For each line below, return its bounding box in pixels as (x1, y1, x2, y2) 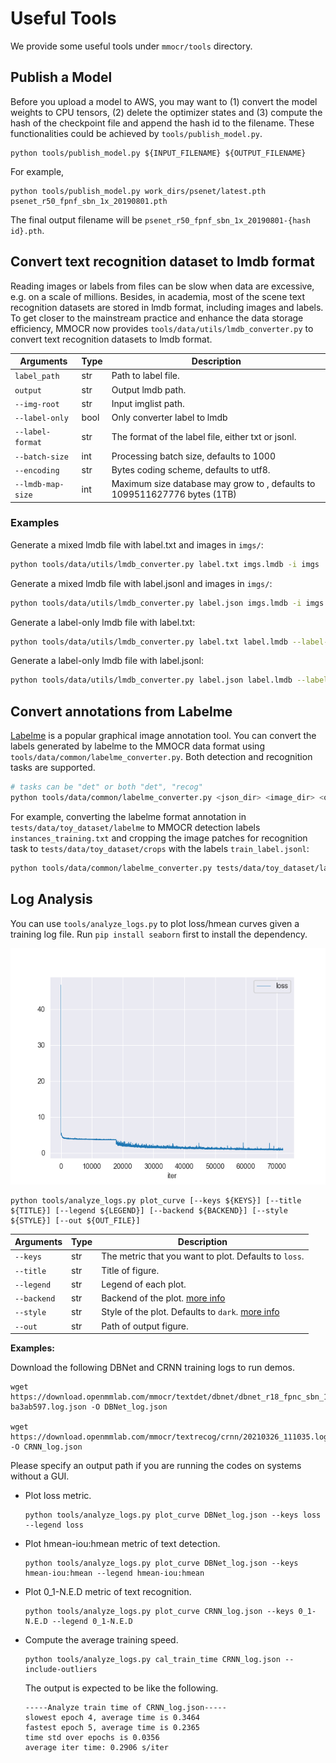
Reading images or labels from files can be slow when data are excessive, (10, 280, 315, 292)
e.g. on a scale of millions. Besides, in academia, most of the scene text (10, 290, 306, 302)
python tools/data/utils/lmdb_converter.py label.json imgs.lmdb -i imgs (10, 598, 325, 608)
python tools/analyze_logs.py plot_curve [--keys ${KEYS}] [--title (10, 1195, 302, 1206)
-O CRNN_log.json (10, 1442, 83, 1452)
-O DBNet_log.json (90, 1402, 168, 1412)
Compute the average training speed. (24, 1634, 179, 1646)
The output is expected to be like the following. (24, 1682, 219, 1694)
